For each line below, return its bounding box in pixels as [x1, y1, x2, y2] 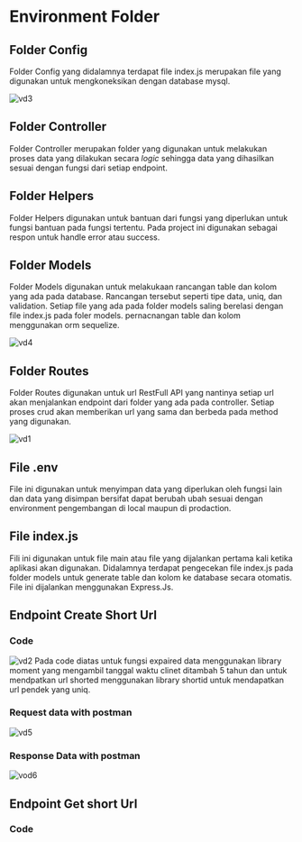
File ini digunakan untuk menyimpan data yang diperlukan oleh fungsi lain [9, 484, 282, 495]
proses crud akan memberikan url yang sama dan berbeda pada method [9, 407, 279, 417]
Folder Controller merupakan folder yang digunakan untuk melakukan [9, 142, 268, 154]
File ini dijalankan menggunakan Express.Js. [9, 581, 174, 592]
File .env [9, 460, 59, 475]
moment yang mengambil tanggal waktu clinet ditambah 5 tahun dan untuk [9, 664, 288, 675]
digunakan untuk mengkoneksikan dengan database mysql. [9, 76, 231, 87]
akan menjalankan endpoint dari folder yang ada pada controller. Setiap [9, 397, 275, 407]
